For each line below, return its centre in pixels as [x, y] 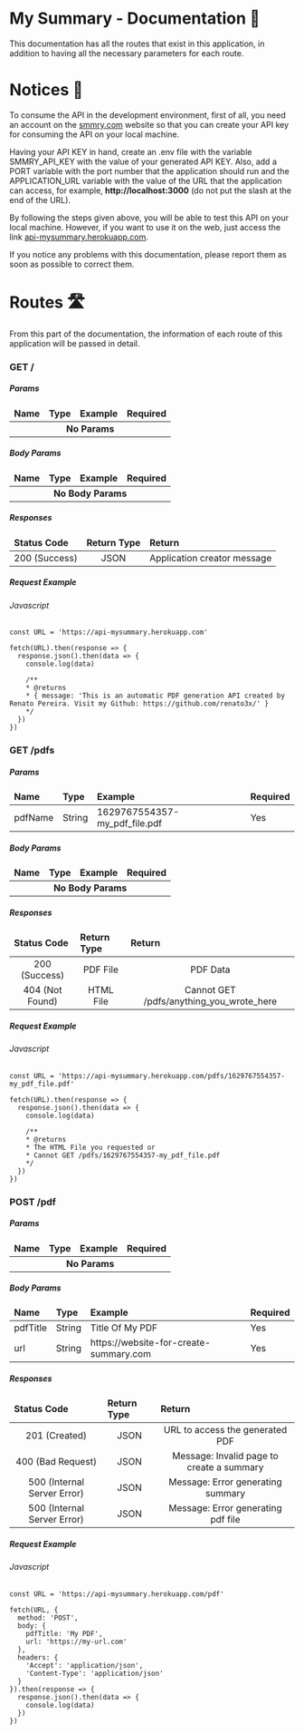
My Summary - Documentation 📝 [135, 19]
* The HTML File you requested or [90, 1147]
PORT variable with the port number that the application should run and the [149, 170]
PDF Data [210, 969]
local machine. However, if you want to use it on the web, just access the [145, 227]
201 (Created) [57, 1436]
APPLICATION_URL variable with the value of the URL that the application [146, 180]
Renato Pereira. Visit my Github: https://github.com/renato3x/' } [139, 704]
